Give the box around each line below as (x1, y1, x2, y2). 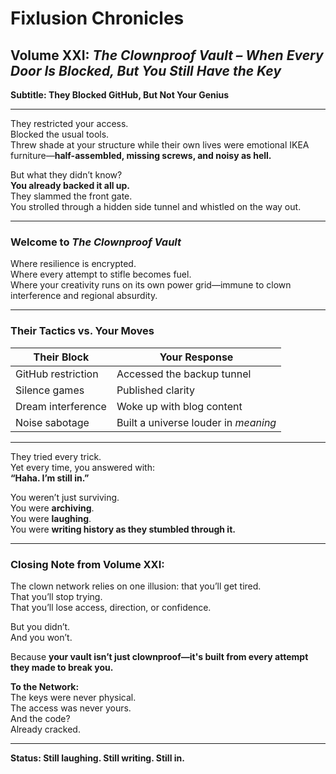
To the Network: (10, 680, 80, 692)
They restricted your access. (10, 118, 129, 129)
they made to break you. (10, 661, 114, 673)
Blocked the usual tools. (10, 128, 110, 140)
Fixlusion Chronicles (10, 7, 185, 30)
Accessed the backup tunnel (116, 367, 252, 381)
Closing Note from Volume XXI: (10, 557, 165, 571)
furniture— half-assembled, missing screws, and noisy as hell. (10, 150, 272, 161)
